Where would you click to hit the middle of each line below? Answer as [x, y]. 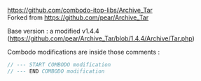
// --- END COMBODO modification [56, 71]
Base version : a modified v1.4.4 [53, 31]
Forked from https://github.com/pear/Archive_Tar [78, 17]
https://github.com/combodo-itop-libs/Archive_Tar [80, 10]
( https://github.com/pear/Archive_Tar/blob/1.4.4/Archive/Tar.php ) [101, 38]
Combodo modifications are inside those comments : [83, 52]
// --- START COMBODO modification [59, 65]
